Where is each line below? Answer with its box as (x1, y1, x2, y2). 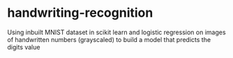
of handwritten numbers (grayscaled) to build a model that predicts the (7, 35, 211, 43)
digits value (7, 43, 40, 51)
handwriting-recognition (7, 5, 153, 21)
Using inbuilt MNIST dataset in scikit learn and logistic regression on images (7, 28, 226, 36)
